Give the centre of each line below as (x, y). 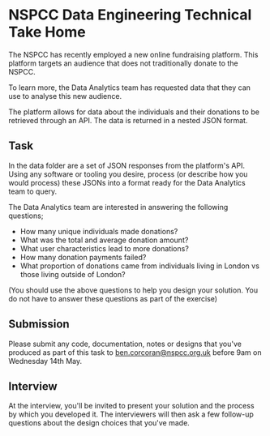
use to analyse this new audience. (65, 96)
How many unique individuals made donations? (99, 231)
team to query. (33, 191)
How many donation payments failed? (83, 257)
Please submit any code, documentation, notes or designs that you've (125, 344)
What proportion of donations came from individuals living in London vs (139, 266)
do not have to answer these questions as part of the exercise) (113, 298)
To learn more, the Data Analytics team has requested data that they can (130, 88)
